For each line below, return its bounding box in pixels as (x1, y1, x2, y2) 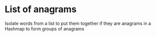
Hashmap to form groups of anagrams (5, 25, 84, 31)
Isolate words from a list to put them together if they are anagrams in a (5, 20, 151, 26)
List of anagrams (5, 4, 77, 15)
